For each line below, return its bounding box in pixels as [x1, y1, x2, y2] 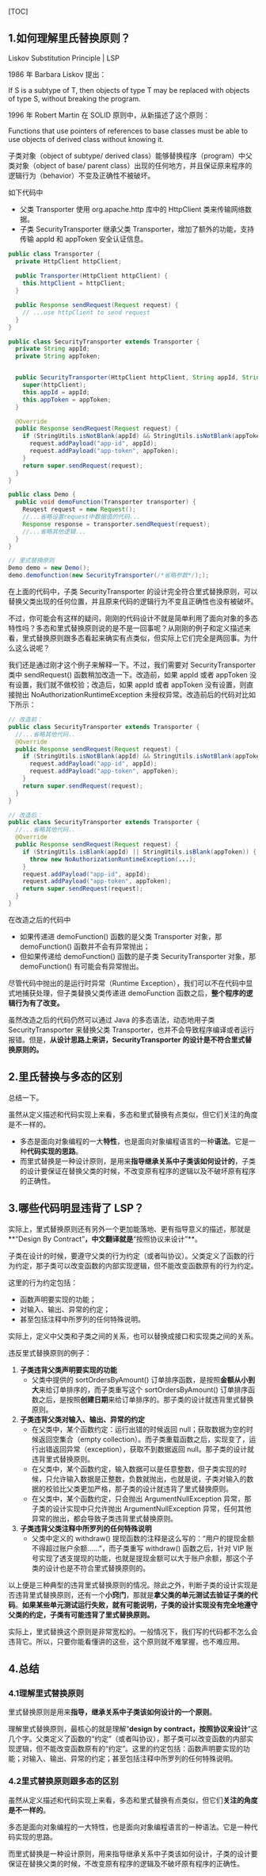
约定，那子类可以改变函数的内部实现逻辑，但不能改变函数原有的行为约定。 [14, 1260, 258, 1270]
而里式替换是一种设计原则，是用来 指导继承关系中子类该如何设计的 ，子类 [19, 1156, 256, 1165]
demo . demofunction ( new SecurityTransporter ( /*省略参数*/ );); [8, 571, 210, 580]
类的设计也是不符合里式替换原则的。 [31, 1563, 150, 1573]
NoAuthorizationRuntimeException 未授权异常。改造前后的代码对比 [30, 690, 249, 700]
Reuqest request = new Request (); [22, 505, 136, 514]
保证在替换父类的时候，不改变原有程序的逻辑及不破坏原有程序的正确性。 [8, 1859, 244, 1868]
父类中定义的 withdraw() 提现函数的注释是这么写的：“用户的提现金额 [31, 1533, 255, 1543]
